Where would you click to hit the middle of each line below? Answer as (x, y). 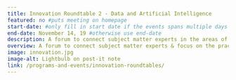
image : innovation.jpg (40, 53)
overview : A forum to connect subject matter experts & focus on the (111, 46)
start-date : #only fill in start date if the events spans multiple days (118, 26)
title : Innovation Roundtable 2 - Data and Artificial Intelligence (110, 14)
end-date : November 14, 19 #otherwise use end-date (84, 33)
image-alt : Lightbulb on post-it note (64, 59)
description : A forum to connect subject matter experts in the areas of (118, 40)
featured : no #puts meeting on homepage (67, 20)
